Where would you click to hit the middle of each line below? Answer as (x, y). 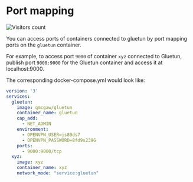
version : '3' (22, 91)
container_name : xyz (42, 168)
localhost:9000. (25, 68)
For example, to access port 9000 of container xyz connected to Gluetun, (94, 56)
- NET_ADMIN (36, 124)
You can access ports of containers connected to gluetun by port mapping (97, 38)
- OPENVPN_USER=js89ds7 (51, 135)
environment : (33, 130)
